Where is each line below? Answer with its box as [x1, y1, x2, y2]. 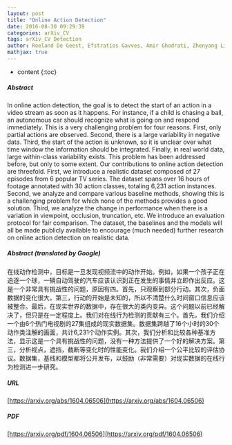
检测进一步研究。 [12, 363, 62, 371]
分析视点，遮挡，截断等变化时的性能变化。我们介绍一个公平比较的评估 [19, 345, 219, 354]
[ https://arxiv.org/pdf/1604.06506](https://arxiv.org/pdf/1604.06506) [7, 430, 203, 438]
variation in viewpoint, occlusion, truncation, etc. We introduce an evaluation [7, 211, 224, 219]
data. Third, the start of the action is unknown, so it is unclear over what [7, 138, 212, 146]
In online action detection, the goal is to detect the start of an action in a [7, 101, 212, 109]
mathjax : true [7, 49, 48, 56]
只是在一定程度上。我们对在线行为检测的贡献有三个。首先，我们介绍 [30, 311, 225, 319]
